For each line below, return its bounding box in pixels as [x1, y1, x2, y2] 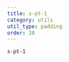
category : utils [7, 17, 53, 23]
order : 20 [7, 29, 36, 37]
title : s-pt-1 [7, 10, 48, 17]
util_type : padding [7, 23, 63, 30]
